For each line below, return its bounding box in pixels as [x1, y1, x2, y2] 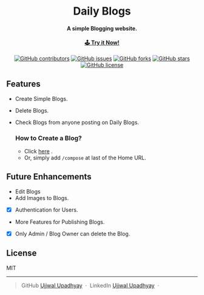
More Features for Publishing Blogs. [15, 218, 105, 226]
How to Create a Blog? [15, 134, 82, 142]
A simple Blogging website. [66, 24, 138, 32]
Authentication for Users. [15, 206, 78, 213]
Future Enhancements [6, 172, 92, 182]
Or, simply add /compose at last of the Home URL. [24, 154, 147, 162]
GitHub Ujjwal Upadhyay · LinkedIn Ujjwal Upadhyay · [21, 282, 160, 289]
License [6, 248, 37, 259]
